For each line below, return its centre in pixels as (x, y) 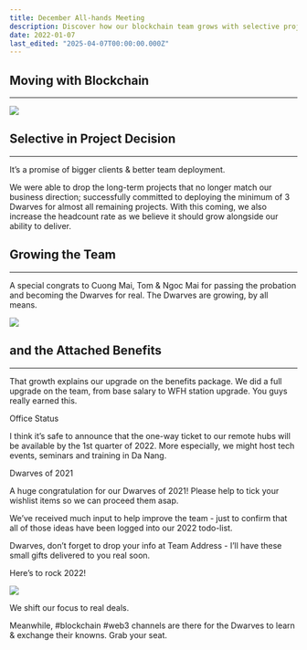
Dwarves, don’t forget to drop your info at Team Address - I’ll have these (146, 545)
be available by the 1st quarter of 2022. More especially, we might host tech (152, 446)
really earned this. (43, 400)
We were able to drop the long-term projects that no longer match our (141, 187)
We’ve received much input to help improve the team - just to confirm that (148, 518)
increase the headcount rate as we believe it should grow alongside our (144, 216)
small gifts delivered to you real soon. (80, 555)
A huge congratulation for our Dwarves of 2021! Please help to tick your (144, 490)
